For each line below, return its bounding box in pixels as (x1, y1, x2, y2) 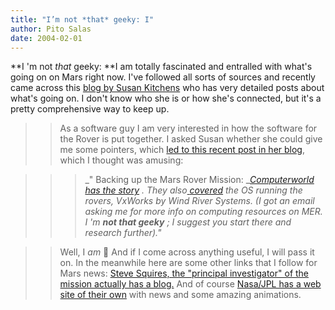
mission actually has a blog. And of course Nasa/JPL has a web (59, 278, 322, 290)
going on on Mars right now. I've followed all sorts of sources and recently (10, 71, 316, 83)
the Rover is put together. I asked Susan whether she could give (59, 133, 323, 145)
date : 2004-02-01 (10, 33, 83, 43)
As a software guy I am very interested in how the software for (59, 122, 318, 135)
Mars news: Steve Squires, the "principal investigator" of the (59, 267, 310, 280)
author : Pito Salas (10, 24, 92, 34)
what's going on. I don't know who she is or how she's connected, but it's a (10, 92, 322, 105)
